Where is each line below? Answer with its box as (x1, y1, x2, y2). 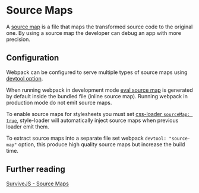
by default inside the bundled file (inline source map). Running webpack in (6, 92, 188, 99)
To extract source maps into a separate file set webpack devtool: (6, 134, 167, 141)
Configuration (6, 53, 59, 63)
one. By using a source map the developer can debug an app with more (6, 29, 181, 36)
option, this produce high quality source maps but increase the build (18, 140, 185, 148)
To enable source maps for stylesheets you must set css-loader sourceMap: (6, 110, 190, 117)
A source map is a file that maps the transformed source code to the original (6, 23, 193, 30)
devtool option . (6, 75, 43, 82)
